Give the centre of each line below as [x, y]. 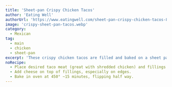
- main [17, 43]
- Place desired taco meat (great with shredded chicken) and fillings [88, 67]
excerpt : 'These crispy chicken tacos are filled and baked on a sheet [83, 58]
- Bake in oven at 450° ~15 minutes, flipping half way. [72, 77]
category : [16, 29]
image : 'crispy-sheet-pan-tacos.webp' [47, 24]
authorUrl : [17, 19]
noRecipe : [16, 62]
